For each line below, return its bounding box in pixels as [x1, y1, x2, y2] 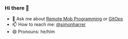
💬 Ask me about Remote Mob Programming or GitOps [12, 16, 123, 22]
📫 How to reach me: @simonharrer [12, 21, 86, 27]
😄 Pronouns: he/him [12, 28, 55, 34]
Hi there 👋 [5, 4, 30, 11]
